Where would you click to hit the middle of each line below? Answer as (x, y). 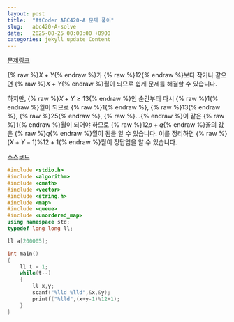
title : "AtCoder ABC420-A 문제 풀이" (61, 20)
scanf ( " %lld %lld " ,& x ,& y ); (72, 293)
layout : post (26, 14)
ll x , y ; (43, 286)
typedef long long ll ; (40, 229)
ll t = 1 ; (34, 267)
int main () (23, 254)
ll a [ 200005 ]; (28, 241)
